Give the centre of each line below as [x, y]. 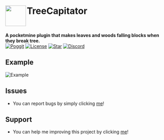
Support [19, 119]
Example [19, 63]
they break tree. [23, 41]
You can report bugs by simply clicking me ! [58, 103]
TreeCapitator [57, 11]
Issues [16, 91]
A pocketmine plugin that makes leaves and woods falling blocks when [83, 35]
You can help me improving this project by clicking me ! [71, 132]
